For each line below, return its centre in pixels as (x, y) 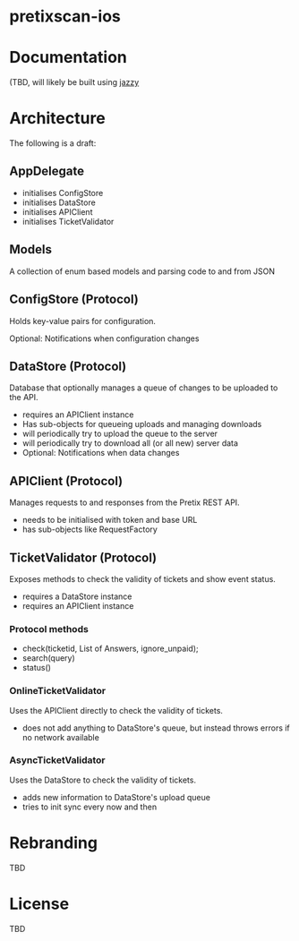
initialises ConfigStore (63, 192)
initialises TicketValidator (68, 221)
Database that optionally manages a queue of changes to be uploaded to (144, 388)
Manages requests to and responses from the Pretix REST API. (124, 502)
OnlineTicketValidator (58, 691)
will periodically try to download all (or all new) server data (130, 443)
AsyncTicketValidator (57, 760)
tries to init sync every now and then (90, 807)
